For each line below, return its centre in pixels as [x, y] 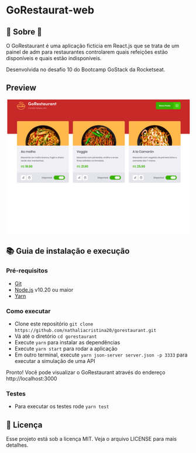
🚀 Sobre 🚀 [24, 32]
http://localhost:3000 [32, 378]
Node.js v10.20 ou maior [44, 289]
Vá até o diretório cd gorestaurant [56, 336]
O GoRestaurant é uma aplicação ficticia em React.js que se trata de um [93, 46]
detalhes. [17, 445]
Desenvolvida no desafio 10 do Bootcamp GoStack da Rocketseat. [86, 70]
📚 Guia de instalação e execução [68, 251]
